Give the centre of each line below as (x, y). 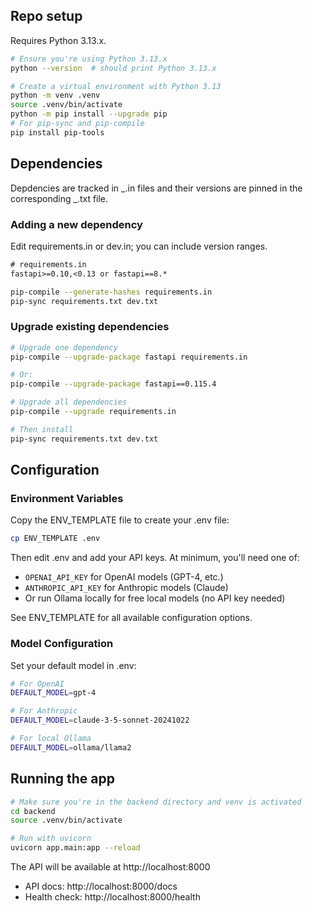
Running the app (62, 779)
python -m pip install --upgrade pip (89, 114)
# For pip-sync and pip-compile (77, 124)
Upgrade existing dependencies (90, 327)
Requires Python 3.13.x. (58, 40)
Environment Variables (67, 499)
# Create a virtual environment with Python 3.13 (116, 86)
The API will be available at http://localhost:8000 (110, 867)
